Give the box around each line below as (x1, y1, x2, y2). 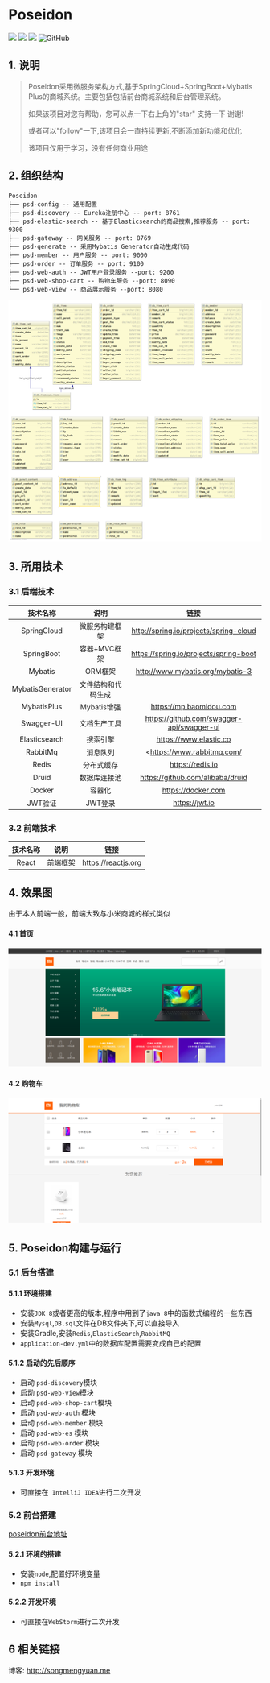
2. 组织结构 (8, 169, 63, 183)
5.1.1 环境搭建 (8, 1288, 52, 1298)
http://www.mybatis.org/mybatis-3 (135, 666, 252, 676)
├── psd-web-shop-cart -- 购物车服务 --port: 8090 (8, 276, 175, 285)
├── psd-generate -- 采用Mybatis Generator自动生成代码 (8, 242, 190, 250)
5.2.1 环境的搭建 (8, 1549, 62, 1559)
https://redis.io (170, 759, 219, 770)
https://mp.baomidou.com (150, 702, 237, 712)
